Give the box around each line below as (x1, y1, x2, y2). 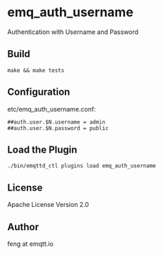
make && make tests (7, 66, 65, 74)
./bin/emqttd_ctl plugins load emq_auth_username (7, 162, 157, 170)
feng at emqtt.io (7, 239, 54, 248)
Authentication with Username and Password (7, 28, 139, 36)
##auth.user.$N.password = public (7, 124, 109, 131)
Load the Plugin (7, 143, 78, 155)
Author (7, 220, 39, 233)
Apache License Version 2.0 (7, 201, 90, 209)
